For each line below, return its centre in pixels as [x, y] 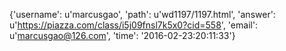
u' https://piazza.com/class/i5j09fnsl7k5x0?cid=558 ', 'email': [134, 25]
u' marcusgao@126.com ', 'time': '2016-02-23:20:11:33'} [122, 35]
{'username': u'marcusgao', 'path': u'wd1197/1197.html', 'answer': [142, 14]
